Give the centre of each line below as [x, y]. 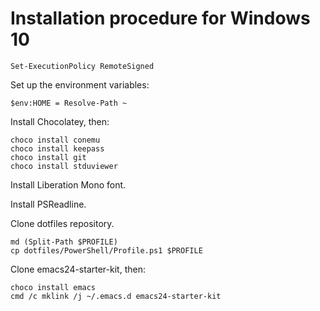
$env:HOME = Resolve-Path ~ [69, 103]
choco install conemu [55, 140]
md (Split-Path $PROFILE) [64, 242]
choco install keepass [57, 148]
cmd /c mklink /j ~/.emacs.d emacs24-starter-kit [116, 296]
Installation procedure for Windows [160, 18]
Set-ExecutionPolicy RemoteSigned [82, 66]
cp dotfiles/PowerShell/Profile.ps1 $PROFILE [106, 250]
